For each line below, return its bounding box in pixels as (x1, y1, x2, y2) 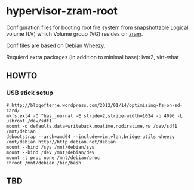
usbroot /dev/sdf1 (6, 118, 52, 124)
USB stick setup (6, 88, 54, 97)
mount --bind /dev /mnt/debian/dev (6, 149, 95, 155)
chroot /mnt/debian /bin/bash (6, 160, 82, 166)
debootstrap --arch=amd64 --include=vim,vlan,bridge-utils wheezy (6, 133, 175, 140)
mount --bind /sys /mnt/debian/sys (6, 144, 95, 150)
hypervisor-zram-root (6, 4, 118, 18)
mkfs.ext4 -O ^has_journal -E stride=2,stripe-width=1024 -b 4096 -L (6, 112, 183, 119)
